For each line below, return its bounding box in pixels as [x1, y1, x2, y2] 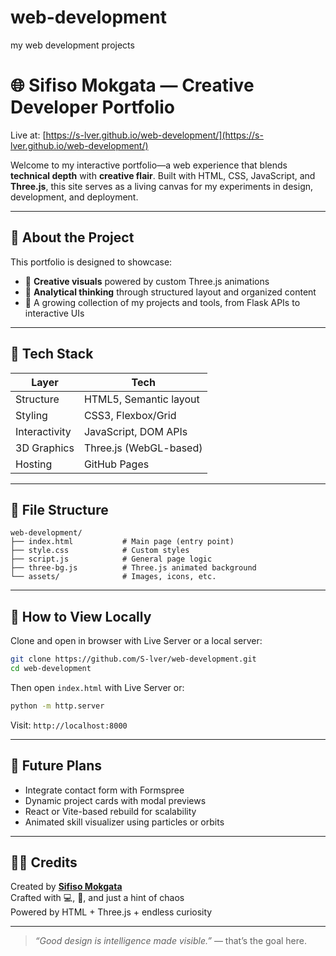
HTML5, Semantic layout [83, 392, 200, 406]
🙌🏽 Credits [10, 854, 78, 871]
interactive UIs [24, 307, 85, 319]
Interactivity [15, 424, 72, 438]
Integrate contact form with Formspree [24, 784, 185, 796]
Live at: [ [10, 129, 47, 141]
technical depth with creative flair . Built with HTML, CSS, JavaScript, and [10, 169, 316, 181]
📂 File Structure [10, 501, 109, 518]
